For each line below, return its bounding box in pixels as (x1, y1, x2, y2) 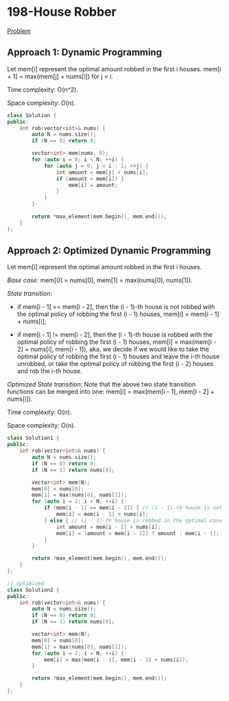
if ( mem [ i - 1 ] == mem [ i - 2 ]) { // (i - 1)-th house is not (43, 504, 223, 511)
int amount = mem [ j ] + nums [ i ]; (56, 169, 149, 175)
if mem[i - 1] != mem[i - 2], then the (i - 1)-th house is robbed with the (16, 330, 213, 339)
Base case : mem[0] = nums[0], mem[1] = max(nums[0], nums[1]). (7, 276, 193, 284)
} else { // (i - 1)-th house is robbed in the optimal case (43, 517, 223, 524)
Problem (7, 27, 31, 35)
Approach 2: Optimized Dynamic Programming (7, 245, 211, 257)
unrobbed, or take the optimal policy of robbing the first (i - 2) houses (16, 360, 214, 368)
